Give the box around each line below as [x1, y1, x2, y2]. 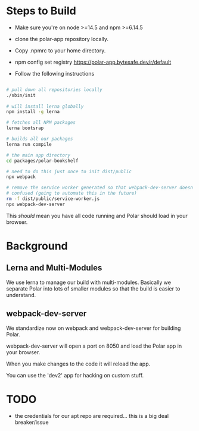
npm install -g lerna [6, 109, 60, 115]
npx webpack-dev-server [6, 201, 66, 207]
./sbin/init [6, 92, 36, 98]
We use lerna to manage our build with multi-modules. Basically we [6, 279, 172, 286]
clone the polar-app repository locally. [14, 35, 109, 42]
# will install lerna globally [6, 103, 84, 110]
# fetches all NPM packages [6, 120, 76, 126]
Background [6, 239, 68, 252]
